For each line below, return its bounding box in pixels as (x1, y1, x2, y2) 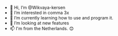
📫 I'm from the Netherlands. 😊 (9, 26, 74, 31)
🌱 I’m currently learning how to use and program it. (9, 15, 114, 20)
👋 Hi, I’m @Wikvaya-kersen (9, 5, 66, 10)
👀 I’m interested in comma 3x (9, 10, 69, 16)
